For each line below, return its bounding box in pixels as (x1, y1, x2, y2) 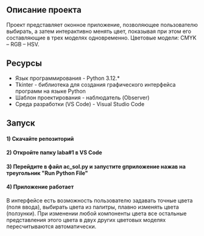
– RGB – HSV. (6, 40, 40, 48)
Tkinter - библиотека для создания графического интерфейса (15, 80, 176, 88)
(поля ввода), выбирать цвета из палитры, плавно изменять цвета (6, 204, 180, 210)
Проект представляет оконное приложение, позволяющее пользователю (6, 21, 198, 28)
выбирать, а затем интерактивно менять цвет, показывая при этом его (6, 27, 192, 35)
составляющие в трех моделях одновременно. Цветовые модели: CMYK (6, 34, 197, 41)
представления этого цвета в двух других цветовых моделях (6, 216, 166, 223)
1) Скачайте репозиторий (6, 135, 74, 142)
